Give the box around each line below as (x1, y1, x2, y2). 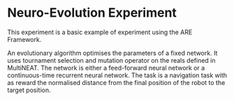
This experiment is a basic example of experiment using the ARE (7, 28, 193, 36)
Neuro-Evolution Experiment (7, 5, 177, 21)
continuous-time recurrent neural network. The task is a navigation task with (7, 71, 227, 79)
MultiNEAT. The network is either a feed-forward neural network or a (7, 63, 205, 72)
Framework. (7, 35, 42, 43)
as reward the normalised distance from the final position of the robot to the (7, 78, 226, 86)
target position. (7, 86, 51, 94)
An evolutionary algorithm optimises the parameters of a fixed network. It (7, 49, 218, 57)
